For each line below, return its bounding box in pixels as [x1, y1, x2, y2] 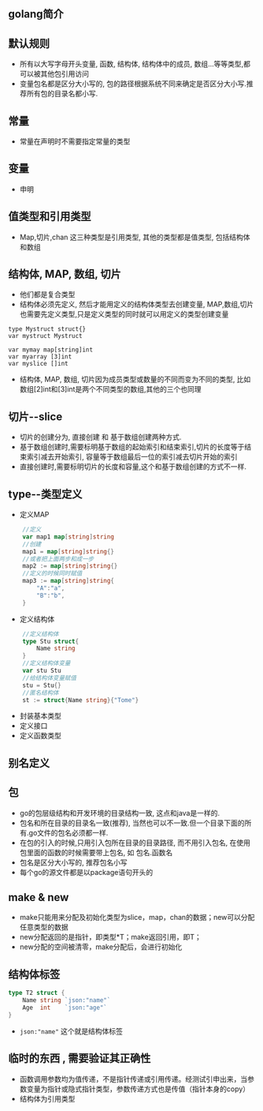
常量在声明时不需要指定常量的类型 [19, 137, 131, 146]
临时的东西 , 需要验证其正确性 [8, 1052, 151, 1065]
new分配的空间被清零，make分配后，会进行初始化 [19, 942, 183, 951]
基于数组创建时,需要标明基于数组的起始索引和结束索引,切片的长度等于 [19, 442, 245, 452]
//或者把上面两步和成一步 [22, 555, 94, 563]
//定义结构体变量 [22, 659, 71, 667]
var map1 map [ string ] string [22, 532, 114, 541]
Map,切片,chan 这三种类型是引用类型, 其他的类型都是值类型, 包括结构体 [19, 232, 250, 242]
